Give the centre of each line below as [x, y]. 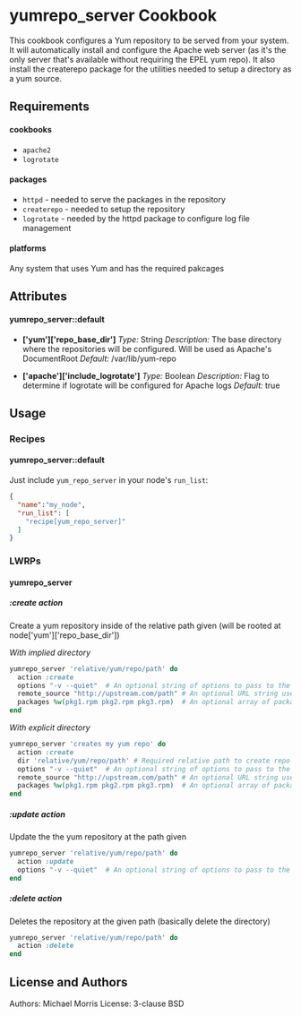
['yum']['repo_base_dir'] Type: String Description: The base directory [152, 339]
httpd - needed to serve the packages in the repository [124, 199]
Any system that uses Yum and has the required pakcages [117, 268]
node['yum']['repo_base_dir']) [64, 635]
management [47, 228]
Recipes [27, 438]
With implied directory [50, 652]
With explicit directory [50, 728]
